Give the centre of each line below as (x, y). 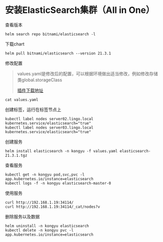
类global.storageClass (40, 80)
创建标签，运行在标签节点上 (33, 109)
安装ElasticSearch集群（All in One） (80, 10)
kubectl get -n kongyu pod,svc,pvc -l (45, 174)
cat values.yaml (22, 99)
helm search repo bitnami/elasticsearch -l (50, 34)
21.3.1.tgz (16, 155)
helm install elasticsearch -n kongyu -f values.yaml (62, 151)
